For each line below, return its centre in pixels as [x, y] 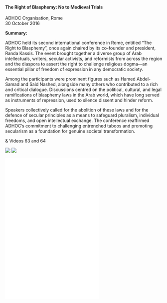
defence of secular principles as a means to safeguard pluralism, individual [82, 115]
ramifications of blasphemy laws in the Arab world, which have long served [82, 95]
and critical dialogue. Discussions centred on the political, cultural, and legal [83, 89]
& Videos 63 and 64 [26, 141]
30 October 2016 [22, 23]
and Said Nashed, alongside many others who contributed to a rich [89, 84]
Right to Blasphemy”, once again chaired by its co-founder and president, [81, 48]
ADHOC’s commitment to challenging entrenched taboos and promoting [79, 126]
